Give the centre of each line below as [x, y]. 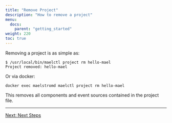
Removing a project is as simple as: [42, 53]
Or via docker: [20, 76]
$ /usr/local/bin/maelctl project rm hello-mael [58, 62]
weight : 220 [18, 34]
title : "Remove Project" [32, 10]
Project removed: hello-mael [36, 67]
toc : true [16, 39]
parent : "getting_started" [43, 29]
